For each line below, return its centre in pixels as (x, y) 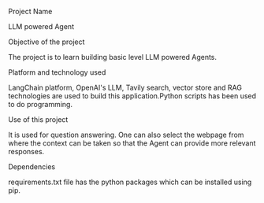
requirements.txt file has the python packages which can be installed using (130, 182)
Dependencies (32, 167)
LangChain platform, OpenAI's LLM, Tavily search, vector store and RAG (125, 87)
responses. (26, 151)
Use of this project (38, 120)
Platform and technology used (57, 72)
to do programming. (41, 104)
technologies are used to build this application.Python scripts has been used (132, 96)
